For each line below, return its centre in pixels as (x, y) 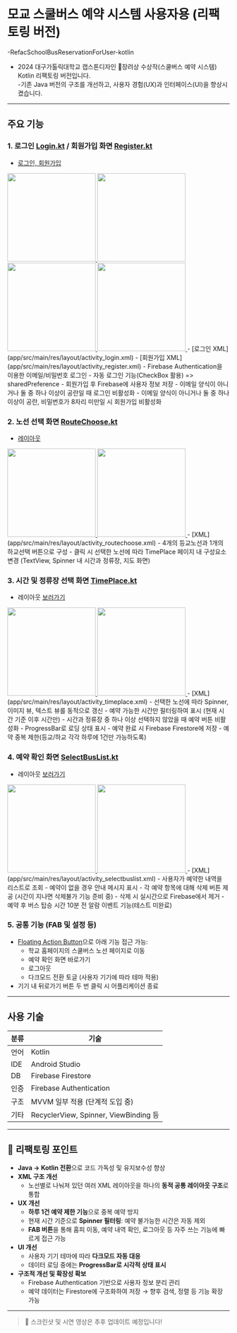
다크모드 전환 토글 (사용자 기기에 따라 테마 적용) (93, 977)
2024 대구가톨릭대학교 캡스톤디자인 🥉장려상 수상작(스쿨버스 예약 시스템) (117, 66)
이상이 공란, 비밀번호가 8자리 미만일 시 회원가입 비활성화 (85, 401)
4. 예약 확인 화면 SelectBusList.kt (63, 758)
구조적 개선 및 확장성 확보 (52, 1274)
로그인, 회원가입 (39, 162)
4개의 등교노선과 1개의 (193, 543)
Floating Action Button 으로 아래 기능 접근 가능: (83, 942)
